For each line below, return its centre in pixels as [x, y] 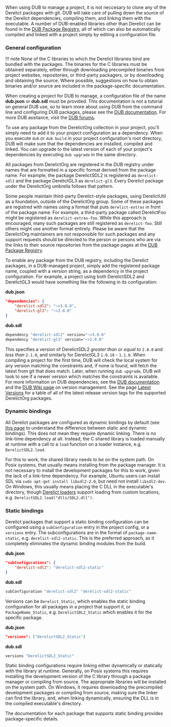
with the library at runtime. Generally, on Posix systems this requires [77, 671]
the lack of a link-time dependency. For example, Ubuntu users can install [83, 476]
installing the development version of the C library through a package [78, 676]
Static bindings [25, 510]
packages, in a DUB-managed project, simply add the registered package [82, 266]
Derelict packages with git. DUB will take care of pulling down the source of [85, 13]
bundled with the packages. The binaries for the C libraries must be [76, 64]
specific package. [24, 617]
